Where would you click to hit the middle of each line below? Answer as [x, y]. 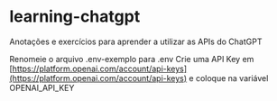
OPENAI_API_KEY [42, 87]
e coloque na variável [229, 78]
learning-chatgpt [75, 17]
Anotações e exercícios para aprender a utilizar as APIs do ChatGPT [136, 41]
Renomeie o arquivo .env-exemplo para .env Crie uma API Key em [132, 59]
